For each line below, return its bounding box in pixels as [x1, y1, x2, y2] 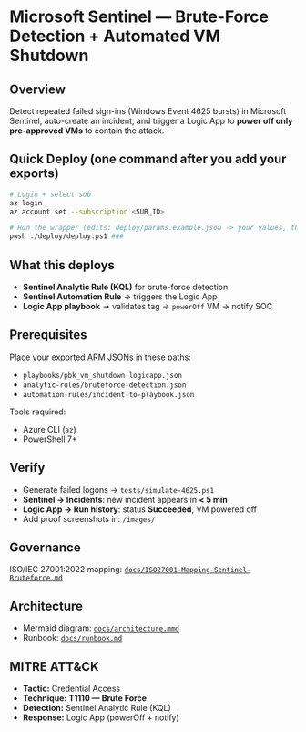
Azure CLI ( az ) [22, 424, 76, 434]
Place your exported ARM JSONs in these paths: [9, 351, 191, 362]
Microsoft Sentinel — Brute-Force [9, 6, 269, 27]
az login [9, 198, 43, 207]
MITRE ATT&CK [9, 659, 99, 674]
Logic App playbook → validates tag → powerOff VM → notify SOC [22, 301, 273, 311]
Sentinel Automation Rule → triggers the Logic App [22, 291, 218, 302]
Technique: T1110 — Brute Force [22, 693, 148, 704]
